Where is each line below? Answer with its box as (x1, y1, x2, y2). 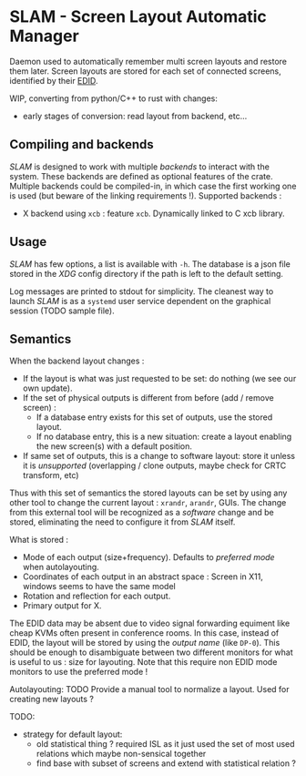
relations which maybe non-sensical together (36, 749, 207, 760)
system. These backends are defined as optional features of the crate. (9, 170, 273, 181)
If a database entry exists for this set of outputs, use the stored (36, 412, 273, 423)
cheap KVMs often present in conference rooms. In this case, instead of (9, 628, 280, 638)
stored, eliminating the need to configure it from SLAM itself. (9, 516, 236, 527)
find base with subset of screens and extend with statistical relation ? (36, 758, 296, 769)
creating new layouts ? (9, 694, 94, 705)
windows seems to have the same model (22, 581, 176, 592)
